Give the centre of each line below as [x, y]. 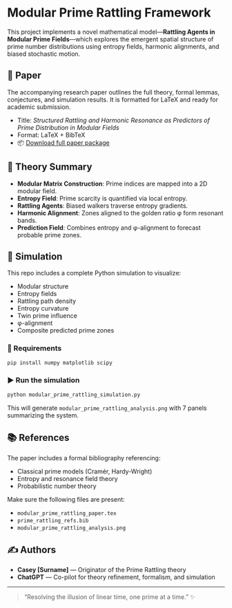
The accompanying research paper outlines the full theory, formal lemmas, [113, 92]
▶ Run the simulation [43, 380]
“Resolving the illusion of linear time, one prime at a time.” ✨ [109, 597]
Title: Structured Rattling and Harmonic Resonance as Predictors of [114, 120]
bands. [27, 220]
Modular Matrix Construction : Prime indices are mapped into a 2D [112, 184]
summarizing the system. [43, 415]
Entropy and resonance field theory [68, 478]
